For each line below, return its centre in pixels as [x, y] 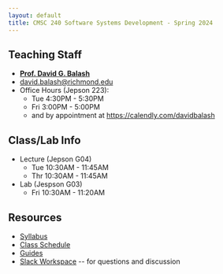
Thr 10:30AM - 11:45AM [69, 176]
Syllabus [33, 236]
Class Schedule [45, 244]
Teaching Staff [45, 55]
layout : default [35, 15]
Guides [31, 253]
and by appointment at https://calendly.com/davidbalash [123, 116]
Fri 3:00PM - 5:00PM [66, 107]
